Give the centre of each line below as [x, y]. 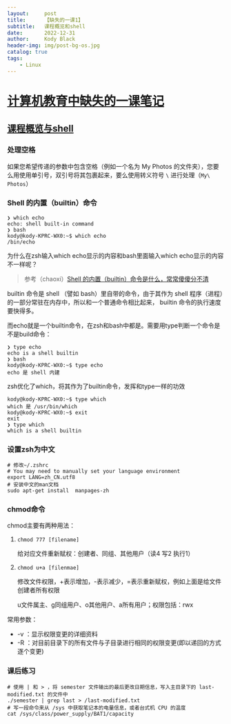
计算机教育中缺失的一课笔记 [86, 101]
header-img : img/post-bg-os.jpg [53, 46]
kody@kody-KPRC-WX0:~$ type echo [55, 365]
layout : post [32, 13]
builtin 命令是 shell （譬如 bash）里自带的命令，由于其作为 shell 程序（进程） [115, 293]
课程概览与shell [40, 129]
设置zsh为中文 [31, 449]
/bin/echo [21, 242]
